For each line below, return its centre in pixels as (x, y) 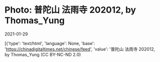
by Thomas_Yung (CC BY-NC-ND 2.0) (43, 54)
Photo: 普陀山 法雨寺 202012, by (70, 10)
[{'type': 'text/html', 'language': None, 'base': (50, 43)
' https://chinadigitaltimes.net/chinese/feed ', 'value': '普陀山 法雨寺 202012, (80, 49)
